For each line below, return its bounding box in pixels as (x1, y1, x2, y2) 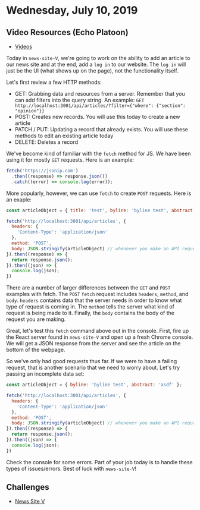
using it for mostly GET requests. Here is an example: (6, 156, 135, 163)
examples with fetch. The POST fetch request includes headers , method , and (6, 291, 189, 298)
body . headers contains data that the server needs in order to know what (6, 297, 182, 304)
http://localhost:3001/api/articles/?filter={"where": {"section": (14, 103, 186, 109)
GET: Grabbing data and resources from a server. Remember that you (14, 90, 186, 97)
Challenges (6, 482, 49, 492)
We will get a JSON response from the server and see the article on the (6, 340, 181, 347)
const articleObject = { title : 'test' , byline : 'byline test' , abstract (6, 207, 193, 213)
